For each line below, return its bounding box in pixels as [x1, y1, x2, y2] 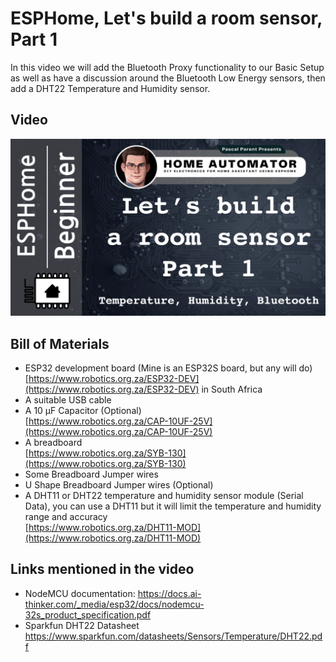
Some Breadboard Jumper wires [24, 468, 159, 481]
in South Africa [201, 383, 263, 396]
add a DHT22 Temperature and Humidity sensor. [10, 82, 211, 94]
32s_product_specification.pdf [24, 608, 152, 621]
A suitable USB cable [24, 394, 112, 406]
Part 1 [10, 28, 58, 51]
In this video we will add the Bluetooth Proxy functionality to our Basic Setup [10, 61, 325, 73]
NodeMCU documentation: [24, 587, 136, 599]
